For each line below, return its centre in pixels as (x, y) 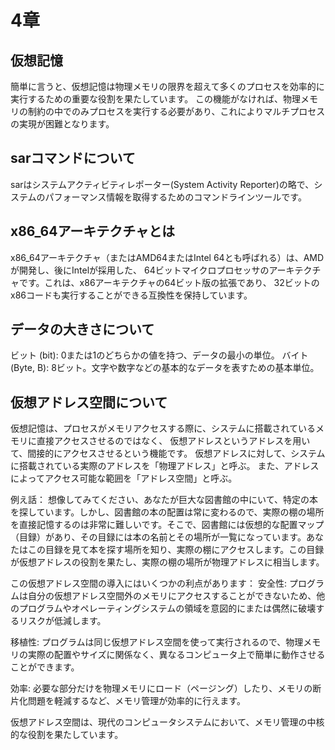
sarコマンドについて (73, 158)
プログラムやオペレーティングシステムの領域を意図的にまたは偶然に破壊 (167, 608)
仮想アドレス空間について (89, 402)
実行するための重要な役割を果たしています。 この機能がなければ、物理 (156, 99)
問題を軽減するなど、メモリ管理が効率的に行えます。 (136, 701)
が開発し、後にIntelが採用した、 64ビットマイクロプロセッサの (140, 270)
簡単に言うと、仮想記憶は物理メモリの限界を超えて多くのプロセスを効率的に (167, 86)
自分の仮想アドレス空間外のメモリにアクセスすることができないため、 (172, 596)
